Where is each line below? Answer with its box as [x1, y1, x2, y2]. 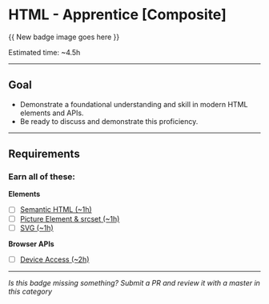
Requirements [8, 147, 80, 161]
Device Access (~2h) [19, 254, 90, 264]
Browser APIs [8, 238, 54, 249]
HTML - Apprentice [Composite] [8, 6, 227, 24]
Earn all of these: [8, 171, 76, 182]
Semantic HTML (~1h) [19, 205, 92, 214]
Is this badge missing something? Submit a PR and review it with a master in [8, 278, 260, 287]
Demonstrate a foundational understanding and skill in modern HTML [19, 99, 248, 109]
